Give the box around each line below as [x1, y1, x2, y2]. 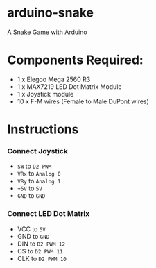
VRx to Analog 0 [17, 169, 61, 178]
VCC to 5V [17, 224, 46, 233]
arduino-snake [7, 5, 94, 21]
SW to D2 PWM [17, 162, 52, 171]
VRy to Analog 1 [17, 177, 61, 185]
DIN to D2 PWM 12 [17, 240, 66, 248]
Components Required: [7, 52, 144, 68]
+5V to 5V [17, 184, 43, 192]
